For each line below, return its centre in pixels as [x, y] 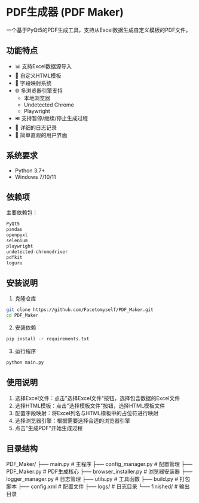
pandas [14, 230]
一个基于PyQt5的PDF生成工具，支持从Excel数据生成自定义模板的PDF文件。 [99, 30]
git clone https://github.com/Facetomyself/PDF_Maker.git [80, 310]
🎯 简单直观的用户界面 [41, 135]
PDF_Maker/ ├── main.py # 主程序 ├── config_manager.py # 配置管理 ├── [99, 464]
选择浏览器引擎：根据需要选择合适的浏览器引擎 [72, 420]
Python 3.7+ [30, 170]
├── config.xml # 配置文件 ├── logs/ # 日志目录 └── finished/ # [98, 487]
